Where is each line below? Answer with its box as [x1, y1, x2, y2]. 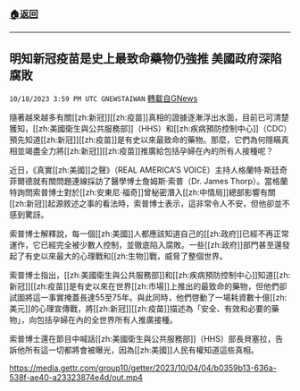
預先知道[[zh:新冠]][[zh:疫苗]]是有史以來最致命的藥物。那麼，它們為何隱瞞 [9, 134, 281, 145]
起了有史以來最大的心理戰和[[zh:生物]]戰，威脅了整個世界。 [9, 251, 228, 261]
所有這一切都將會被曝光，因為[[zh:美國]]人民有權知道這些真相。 [24, 344, 259, 355]
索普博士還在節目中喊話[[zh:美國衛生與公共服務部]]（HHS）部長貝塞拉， [9, 334, 276, 344]
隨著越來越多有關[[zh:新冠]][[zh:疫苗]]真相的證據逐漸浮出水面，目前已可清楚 [9, 112, 289, 123]
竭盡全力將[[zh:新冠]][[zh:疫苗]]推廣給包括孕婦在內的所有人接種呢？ [24, 146, 274, 157]
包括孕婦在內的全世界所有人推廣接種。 [36, 315, 178, 326]
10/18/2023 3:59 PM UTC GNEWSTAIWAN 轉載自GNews [9, 93, 198, 104]
